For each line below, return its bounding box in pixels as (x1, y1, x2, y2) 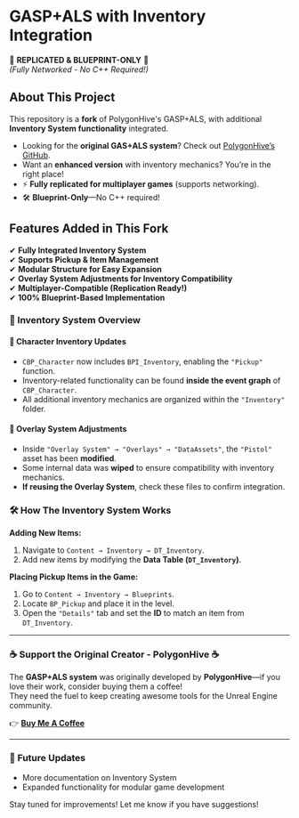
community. (9, 701, 53, 711)
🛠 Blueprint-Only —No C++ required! (21, 191, 160, 202)
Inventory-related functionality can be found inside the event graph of (21, 375, 281, 385)
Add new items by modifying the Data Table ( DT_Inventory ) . (21, 555, 242, 565)
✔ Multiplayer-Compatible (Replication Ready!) (9, 282, 188, 293)
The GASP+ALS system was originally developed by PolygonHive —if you (9, 672, 281, 683)
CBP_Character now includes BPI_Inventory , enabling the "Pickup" (21, 356, 263, 367)
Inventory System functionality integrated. (9, 123, 169, 134)
